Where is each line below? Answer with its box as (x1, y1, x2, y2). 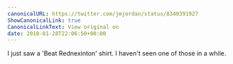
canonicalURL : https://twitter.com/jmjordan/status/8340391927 (7, 10, 199, 18)
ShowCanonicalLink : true (7, 17, 81, 24)
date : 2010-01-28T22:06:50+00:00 (7, 30, 107, 37)
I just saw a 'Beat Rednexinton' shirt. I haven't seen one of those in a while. (7, 49, 227, 58)
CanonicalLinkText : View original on (7, 23, 119, 30)
